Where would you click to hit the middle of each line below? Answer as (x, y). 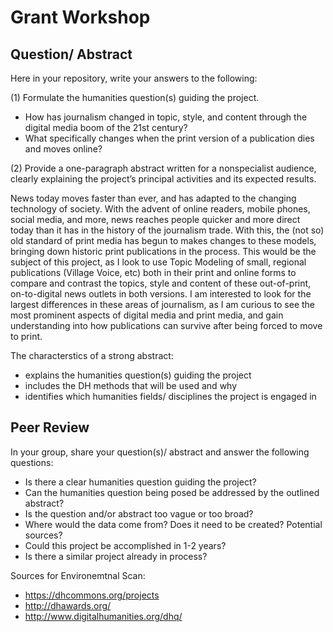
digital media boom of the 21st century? (106, 127)
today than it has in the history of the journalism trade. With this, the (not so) (167, 230)
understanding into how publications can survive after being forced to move (166, 325)
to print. (26, 336)
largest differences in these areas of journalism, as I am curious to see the (163, 304)
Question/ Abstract (71, 54)
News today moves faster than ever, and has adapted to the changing (153, 198)
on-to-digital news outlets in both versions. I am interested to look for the (161, 294)
